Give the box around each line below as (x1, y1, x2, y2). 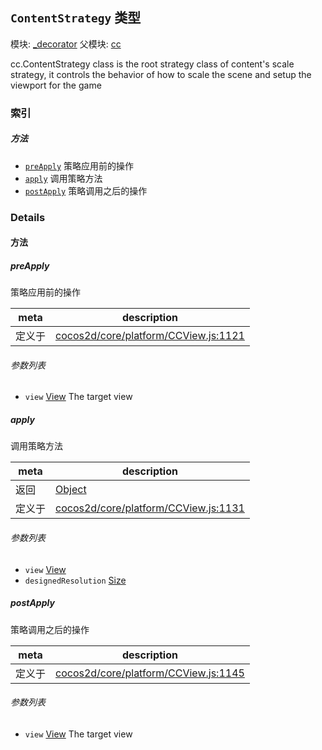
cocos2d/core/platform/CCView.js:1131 (55, 501, 245, 515)
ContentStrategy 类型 (10, 9, 142, 27)
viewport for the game (10, 79, 102, 91)
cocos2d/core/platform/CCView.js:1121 (55, 329, 245, 343)
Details (10, 210, 46, 224)
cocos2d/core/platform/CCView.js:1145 (55, 666, 245, 680)
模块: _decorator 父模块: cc (10, 38, 122, 50)
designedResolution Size (24, 574, 127, 586)
